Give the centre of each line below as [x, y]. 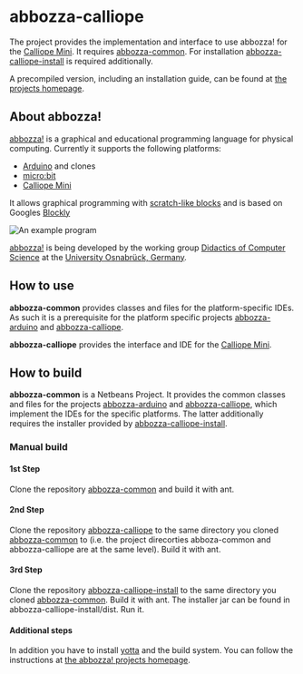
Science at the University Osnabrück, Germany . [98, 257]
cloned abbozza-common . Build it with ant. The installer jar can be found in [150, 600]
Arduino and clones [59, 166]
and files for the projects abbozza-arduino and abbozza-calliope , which [143, 405]
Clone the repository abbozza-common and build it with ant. [122, 489]
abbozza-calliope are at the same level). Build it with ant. [115, 549]
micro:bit [39, 175]
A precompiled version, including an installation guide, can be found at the [148, 78]
